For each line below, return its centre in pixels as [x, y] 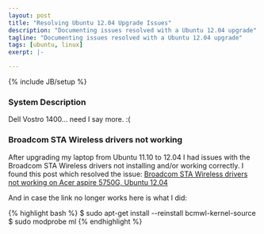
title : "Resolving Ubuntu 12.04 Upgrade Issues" [90, 23]
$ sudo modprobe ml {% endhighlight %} [75, 221]
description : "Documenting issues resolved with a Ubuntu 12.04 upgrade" [133, 30]
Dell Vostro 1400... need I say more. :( [69, 119]
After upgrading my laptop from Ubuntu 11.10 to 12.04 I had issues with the [129, 157]
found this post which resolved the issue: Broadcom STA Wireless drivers [128, 174]
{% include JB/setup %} [48, 81]
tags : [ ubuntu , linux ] [46, 45]
